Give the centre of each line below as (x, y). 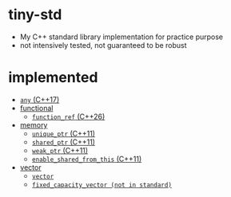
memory (34, 124)
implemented (53, 78)
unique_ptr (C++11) (64, 133)
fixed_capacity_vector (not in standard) (102, 185)
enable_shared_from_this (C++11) (87, 159)
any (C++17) (40, 99)
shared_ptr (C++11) (64, 142)
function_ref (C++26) (68, 116)
